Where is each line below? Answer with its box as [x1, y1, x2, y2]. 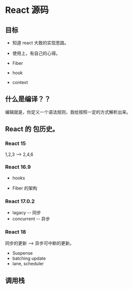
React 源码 [5, 4, 49, 16]
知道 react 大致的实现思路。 [12, 40, 69, 46]
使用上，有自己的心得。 [12, 50, 60, 56]
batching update [12, 255, 46, 261]
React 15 [5, 140, 26, 147]
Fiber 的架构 [12, 185, 38, 191]
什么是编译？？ [5, 95, 51, 103]
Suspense [12, 250, 33, 256]
